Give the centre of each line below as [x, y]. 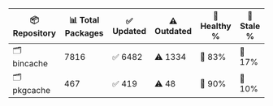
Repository [35, 33]
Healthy [216, 26]
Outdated [173, 31]
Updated [130, 31]
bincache [30, 64]
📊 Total [84, 19]
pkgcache [32, 90]
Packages [84, 33]
